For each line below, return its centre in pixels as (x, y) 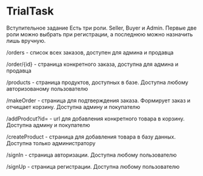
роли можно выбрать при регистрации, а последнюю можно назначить (99, 34)
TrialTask (30, 11)
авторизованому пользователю (47, 88)
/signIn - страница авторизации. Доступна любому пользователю (92, 155)
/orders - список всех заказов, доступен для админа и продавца (90, 52)
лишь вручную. (26, 41)
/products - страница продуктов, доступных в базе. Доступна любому (98, 82)
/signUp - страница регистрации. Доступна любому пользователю (93, 166)
